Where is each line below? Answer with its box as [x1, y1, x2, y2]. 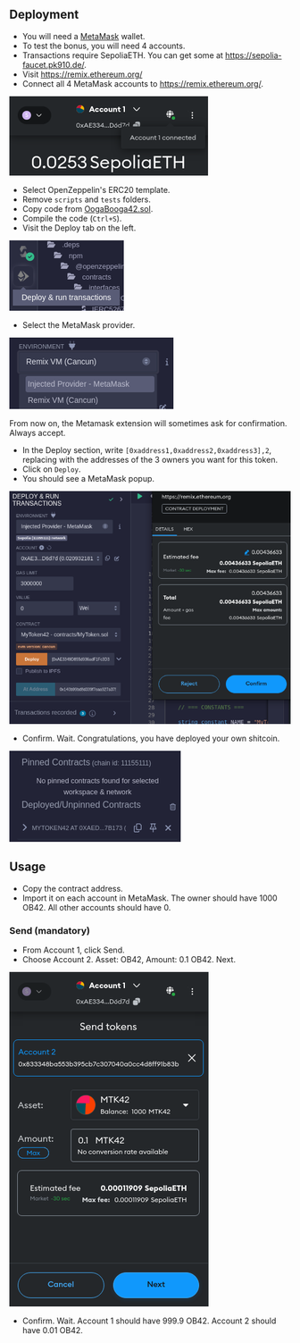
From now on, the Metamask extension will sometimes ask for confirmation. [9, 417, 287, 428]
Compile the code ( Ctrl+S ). [21, 213, 122, 223]
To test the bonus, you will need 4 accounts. [21, 40, 186, 51]
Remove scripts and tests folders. [21, 194, 152, 205]
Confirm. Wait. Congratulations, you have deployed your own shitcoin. [21, 733, 280, 743]
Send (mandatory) [9, 924, 91, 936]
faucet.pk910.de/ [21, 59, 85, 70]
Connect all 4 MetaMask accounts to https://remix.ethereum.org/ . [21, 78, 263, 88]
